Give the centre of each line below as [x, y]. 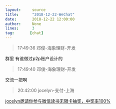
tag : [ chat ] [24, 33]
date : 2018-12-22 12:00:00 [40, 19]
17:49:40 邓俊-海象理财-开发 [46, 69]
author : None [23, 24]
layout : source [25, 10]
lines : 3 [20, 28]
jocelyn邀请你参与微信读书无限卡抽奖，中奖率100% [58, 101]
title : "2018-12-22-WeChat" [40, 14]
